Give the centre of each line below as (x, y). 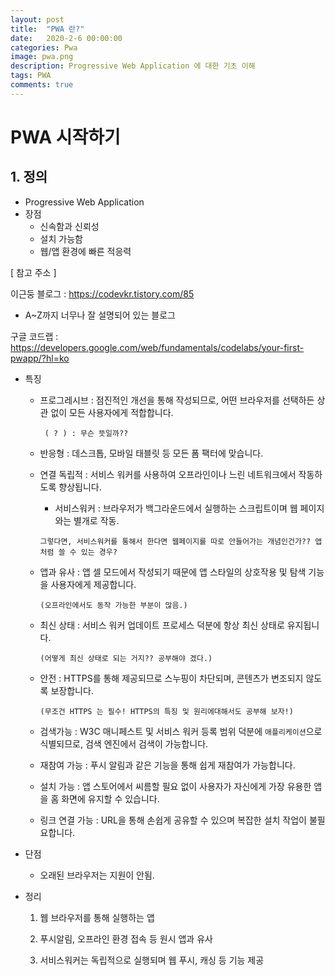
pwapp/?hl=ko (40, 358)
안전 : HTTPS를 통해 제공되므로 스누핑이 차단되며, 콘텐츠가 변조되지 (171, 678)
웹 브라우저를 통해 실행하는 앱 (97, 917)
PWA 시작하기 (65, 137)
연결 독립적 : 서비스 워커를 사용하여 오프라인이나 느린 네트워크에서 (168, 474)
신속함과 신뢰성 (69, 226)
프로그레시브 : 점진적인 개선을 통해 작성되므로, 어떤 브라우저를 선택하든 (177, 400)
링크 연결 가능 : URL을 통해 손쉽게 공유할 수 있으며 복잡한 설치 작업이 (173, 820)
